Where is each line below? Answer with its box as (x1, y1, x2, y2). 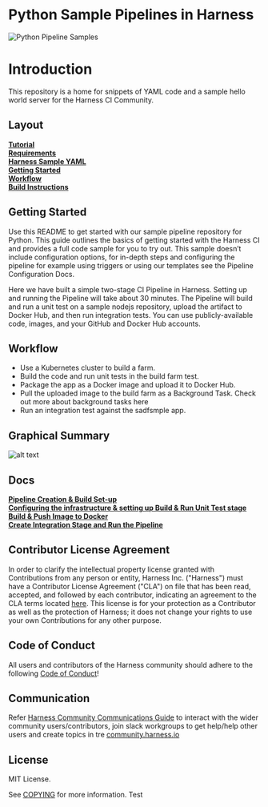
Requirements (8, 148, 57, 158)
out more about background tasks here (19, 397, 149, 407)
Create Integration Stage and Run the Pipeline (8, 520, 164, 529)
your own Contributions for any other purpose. (8, 615, 162, 625)
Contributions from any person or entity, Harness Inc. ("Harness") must (8, 572, 244, 582)
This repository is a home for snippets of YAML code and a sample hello (8, 86, 246, 96)
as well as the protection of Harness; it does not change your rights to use (8, 607, 253, 616)
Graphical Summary (8, 428, 110, 442)
